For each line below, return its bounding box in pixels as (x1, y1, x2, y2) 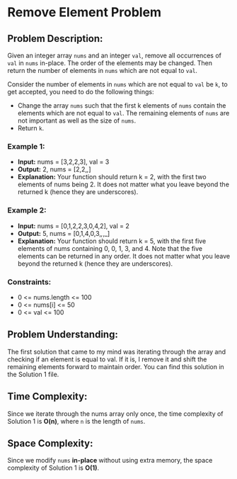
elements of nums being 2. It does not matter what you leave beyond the (17, 180, 230, 188)
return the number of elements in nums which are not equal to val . (7, 67, 198, 74)
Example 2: (7, 205, 47, 215)
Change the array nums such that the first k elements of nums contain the (17, 101, 226, 110)
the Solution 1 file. (7, 370, 59, 378)
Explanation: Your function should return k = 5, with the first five (17, 237, 207, 245)
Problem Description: (7, 33, 103, 45)
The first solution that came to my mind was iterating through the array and (7, 347, 226, 356)
